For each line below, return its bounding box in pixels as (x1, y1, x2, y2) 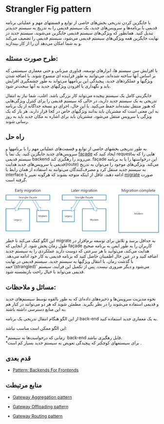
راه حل (5, 133, 24, 141)
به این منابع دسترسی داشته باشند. (5, 306, 67, 312)
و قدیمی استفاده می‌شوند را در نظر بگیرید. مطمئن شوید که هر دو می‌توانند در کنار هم (5, 301, 159, 307)
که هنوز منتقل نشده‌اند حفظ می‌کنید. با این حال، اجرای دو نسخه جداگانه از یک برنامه (5, 103, 156, 108)
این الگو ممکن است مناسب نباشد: (5, 325, 67, 331)
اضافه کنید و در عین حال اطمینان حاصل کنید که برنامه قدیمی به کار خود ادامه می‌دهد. (5, 253, 158, 259)
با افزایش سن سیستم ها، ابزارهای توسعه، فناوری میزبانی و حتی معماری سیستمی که (5, 67, 158, 73)
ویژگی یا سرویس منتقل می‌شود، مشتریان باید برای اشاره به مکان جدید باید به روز (5, 113, 152, 119)
